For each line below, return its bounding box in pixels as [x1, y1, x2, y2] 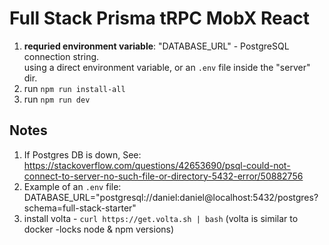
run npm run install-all [23, 82, 126, 94]
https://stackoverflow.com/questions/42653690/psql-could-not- [23, 159, 291, 171]
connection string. [23, 50, 100, 62]
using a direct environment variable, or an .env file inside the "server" [23, 61, 311, 73]
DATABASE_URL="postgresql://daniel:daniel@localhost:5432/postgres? [23, 191, 319, 203]
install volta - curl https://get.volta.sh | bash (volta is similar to [23, 212, 299, 224]
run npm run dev [23, 93, 91, 105]
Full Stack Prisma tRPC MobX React [9, 7, 311, 30]
